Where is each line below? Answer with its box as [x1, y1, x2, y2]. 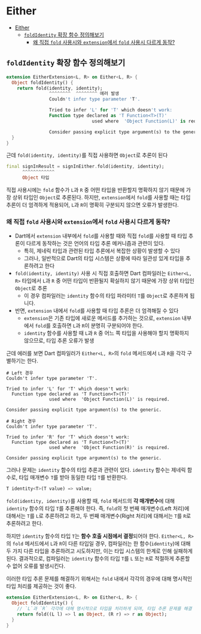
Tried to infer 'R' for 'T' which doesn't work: [6, 434, 130, 440]
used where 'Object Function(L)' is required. [48, 397, 170, 403]
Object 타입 [22, 175, 50, 181]
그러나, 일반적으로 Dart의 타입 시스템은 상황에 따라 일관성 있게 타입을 [23, 255, 184, 262]
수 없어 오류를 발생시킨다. [6, 562, 66, 569]
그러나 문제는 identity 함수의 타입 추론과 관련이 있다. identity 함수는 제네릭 [6, 467, 186, 474]
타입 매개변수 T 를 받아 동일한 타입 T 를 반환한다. [19, 474, 128, 481]
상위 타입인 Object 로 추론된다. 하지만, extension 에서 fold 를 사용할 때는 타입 [12, 194, 191, 201]
